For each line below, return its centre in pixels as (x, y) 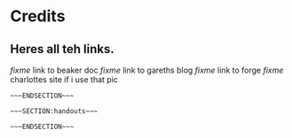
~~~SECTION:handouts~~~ (54, 111)
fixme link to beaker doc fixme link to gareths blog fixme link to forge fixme (147, 70)
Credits (38, 16)
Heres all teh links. (62, 49)
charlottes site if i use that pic (64, 80)
